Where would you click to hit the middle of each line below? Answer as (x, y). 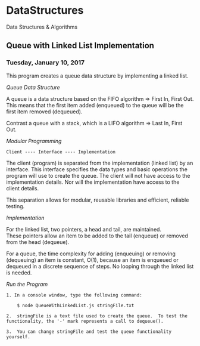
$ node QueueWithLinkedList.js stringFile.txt (76, 305)
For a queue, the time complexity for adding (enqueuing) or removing (91, 254)
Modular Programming (34, 141)
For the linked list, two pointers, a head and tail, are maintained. (84, 229)
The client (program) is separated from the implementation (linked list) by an (100, 163)
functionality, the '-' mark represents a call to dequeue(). (85, 321)
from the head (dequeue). (38, 242)
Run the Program (27, 284)
